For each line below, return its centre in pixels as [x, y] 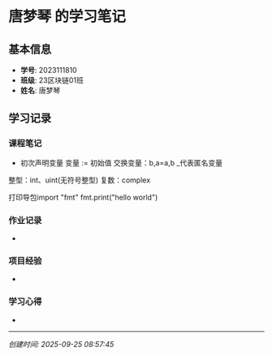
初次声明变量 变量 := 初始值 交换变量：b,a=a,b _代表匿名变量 [121, 162]
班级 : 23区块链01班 [52, 80]
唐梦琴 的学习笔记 [67, 17]
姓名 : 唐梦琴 [40, 90]
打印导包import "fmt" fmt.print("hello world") [83, 197]
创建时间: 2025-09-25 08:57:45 [61, 344]
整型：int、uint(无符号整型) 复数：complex [80, 180]
